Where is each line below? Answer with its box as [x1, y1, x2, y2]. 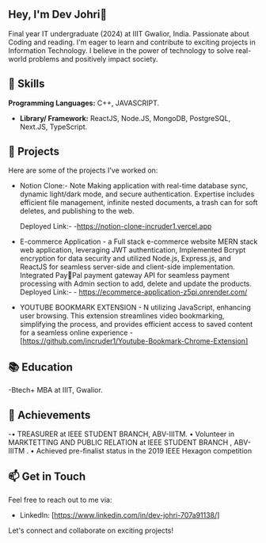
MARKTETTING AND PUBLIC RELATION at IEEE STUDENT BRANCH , [8, 438, 233, 447]
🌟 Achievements [8, 408, 91, 422]
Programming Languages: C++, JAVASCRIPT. [8, 98, 160, 108]
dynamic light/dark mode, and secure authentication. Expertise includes [19, 189, 255, 199]
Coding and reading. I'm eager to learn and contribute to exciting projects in [8, 37, 256, 47]
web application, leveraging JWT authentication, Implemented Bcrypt [19, 245, 246, 255]
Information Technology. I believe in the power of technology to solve [8, 45, 234, 55]
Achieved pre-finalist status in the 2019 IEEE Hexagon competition [36, 446, 252, 456]
